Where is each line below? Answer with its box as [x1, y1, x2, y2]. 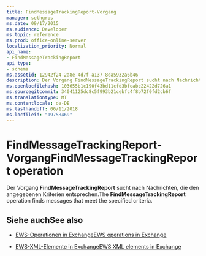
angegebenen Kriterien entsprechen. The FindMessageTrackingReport [6, 190, 186, 198]
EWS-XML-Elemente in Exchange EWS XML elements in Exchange [15, 243, 181, 250]
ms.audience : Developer [6, 26, 67, 32]
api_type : [6, 60, 32, 66]
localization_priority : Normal [6, 43, 86, 50]
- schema [6, 66, 29, 72]
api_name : [6, 49, 32, 55]
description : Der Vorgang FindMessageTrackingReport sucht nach [6, 77, 174, 83]
